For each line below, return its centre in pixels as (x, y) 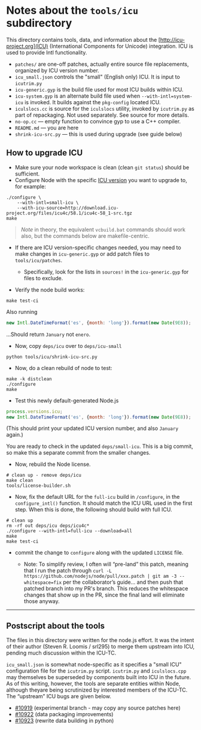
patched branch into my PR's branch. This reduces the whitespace (106, 589)
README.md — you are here (47, 128)
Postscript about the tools (56, 626)
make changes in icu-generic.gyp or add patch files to (82, 254)
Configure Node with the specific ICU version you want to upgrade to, (101, 180)
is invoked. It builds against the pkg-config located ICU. (93, 102)
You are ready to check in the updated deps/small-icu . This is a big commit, (100, 446)
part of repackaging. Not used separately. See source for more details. (102, 115)
